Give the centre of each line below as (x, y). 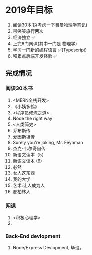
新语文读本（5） (30, 154)
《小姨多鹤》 (26, 106)
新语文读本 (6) (27, 161)
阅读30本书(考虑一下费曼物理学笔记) (50, 25)
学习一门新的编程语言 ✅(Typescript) (49, 50)
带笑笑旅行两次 (28, 31)
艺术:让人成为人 (29, 185)
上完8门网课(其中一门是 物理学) (45, 43)
